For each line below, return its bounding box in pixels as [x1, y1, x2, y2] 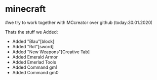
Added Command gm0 [12, 69, 59, 75]
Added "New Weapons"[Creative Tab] [12, 49, 90, 55]
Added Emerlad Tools [12, 59, 56, 65]
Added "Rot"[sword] [12, 43, 54, 49]
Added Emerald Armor [12, 54, 58, 60]
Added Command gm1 [12, 64, 58, 70]
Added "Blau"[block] [12, 38, 55, 44]
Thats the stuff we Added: [5, 29, 58, 35]
